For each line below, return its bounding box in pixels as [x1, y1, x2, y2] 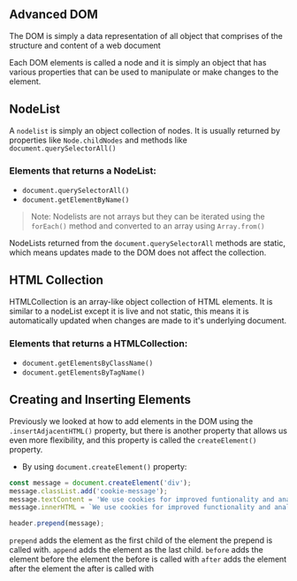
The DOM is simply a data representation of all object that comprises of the [9, 30, 283, 41]
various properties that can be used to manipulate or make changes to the [9, 66, 279, 77]
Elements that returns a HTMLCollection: [9, 337, 188, 349]
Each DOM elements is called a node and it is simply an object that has [9, 57, 267, 67]
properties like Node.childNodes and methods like [9, 135, 187, 145]
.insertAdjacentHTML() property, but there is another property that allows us [9, 425, 287, 436]
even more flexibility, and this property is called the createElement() [9, 434, 257, 445]
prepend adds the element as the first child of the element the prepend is [9, 535, 273, 546]
